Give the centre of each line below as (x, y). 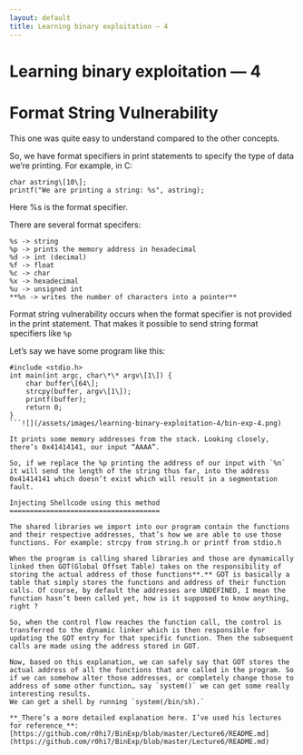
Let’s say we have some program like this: (88, 350)
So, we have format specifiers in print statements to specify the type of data (152, 156)
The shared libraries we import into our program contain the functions (150, 527)
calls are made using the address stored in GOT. (105, 646)
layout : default (40, 18)
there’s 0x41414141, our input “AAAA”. (85, 447)
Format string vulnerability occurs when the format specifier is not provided (151, 314)
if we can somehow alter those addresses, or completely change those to (152, 678)
